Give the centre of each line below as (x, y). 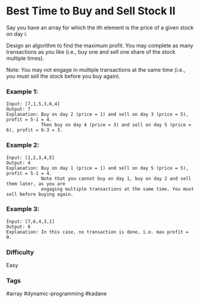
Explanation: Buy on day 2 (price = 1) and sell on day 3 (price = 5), (97, 115)
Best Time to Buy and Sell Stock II (91, 11)
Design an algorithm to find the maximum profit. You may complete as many (100, 45)
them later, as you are (36, 183)
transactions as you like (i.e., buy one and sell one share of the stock (91, 51)
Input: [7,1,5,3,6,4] (33, 104)
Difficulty (20, 252)
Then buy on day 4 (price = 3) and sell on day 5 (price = (116, 125)
